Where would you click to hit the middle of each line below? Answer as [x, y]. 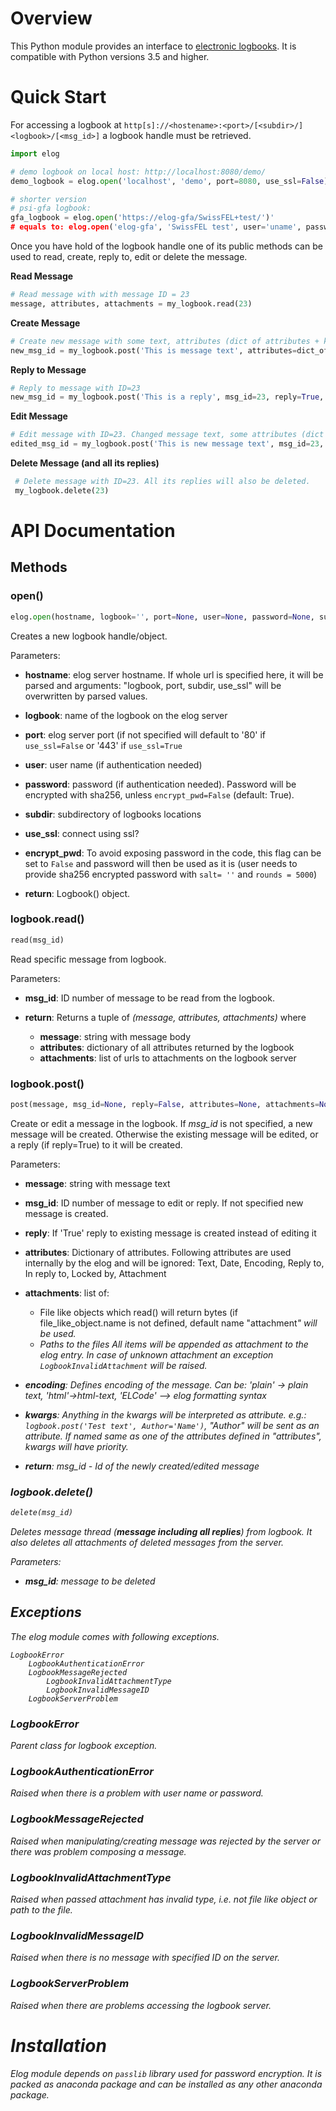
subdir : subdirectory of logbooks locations [113, 814]
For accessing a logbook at [66, 124]
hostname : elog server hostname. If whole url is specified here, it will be [174, 674]
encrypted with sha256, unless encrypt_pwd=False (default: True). [159, 794]
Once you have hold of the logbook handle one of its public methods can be [166, 246]
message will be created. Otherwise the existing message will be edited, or [164, 1134]
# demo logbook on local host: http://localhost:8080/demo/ [138, 172]
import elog [35, 153]
